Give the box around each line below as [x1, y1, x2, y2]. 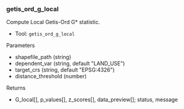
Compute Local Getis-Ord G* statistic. [6, 19, 100, 26]
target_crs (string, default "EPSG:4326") [14, 66, 115, 73]
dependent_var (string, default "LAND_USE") [14, 60, 125, 67]
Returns [6, 84, 26, 92]
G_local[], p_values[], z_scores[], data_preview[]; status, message [14, 96, 179, 104]
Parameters [6, 42, 35, 49]
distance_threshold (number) [14, 73, 87, 80]
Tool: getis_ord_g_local [14, 30, 75, 37]
